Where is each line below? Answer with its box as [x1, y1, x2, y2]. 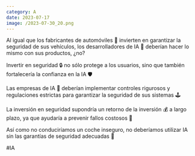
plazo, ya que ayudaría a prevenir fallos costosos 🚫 [6, 114, 133, 122]
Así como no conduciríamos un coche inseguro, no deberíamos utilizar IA [6, 126, 188, 134]
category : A [6, 8, 36, 15]
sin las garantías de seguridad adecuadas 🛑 [6, 132, 115, 140]
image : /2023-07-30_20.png [6, 20, 74, 26]
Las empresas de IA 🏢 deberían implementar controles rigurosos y [6, 85, 170, 92]
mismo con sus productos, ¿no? [6, 50, 85, 57]
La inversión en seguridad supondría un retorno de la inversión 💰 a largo [6, 106, 187, 113]
